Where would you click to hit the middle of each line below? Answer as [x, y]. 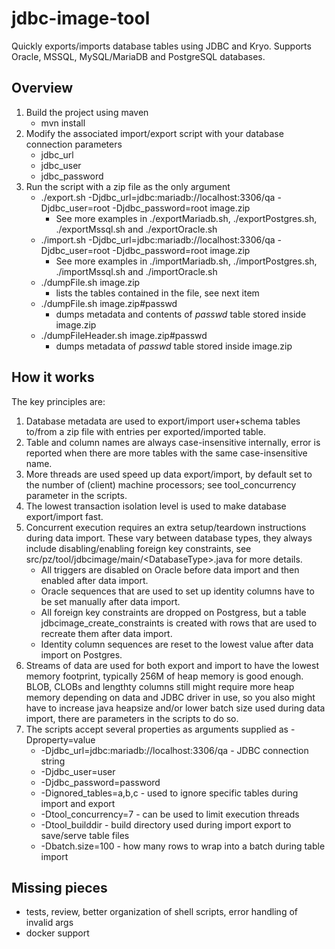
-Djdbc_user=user [78, 771]
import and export [78, 803]
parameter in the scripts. [76, 495]
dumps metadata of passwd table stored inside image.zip [174, 346]
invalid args [49, 923]
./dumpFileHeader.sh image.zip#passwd [124, 335]
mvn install [63, 123]
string [53, 761]
